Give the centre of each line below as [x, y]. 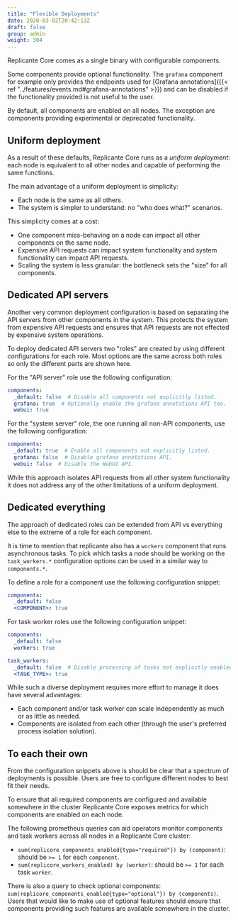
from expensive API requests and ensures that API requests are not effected [118, 327]
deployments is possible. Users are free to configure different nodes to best [118, 778]
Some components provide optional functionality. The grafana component [115, 74]
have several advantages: [45, 695]
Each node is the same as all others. [70, 200]
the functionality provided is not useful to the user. [81, 97]
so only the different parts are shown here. [70, 363]
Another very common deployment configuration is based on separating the [118, 312]
